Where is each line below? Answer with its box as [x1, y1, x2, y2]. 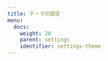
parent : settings [20, 36, 70, 43]
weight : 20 [20, 29, 52, 37]
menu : [7, 17, 23, 24]
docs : [13, 23, 30, 30]
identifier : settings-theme [20, 43, 101, 50]
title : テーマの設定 [7, 10, 61, 18]
